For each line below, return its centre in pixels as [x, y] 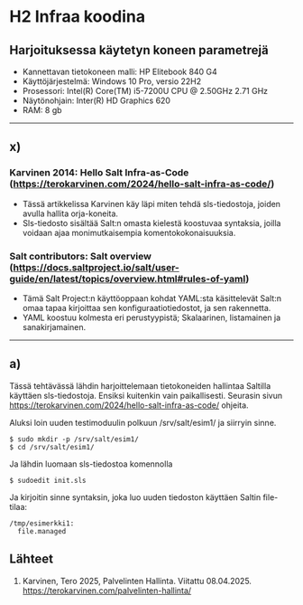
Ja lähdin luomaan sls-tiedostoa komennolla [91, 464]
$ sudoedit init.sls [48, 480]
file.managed [42, 531]
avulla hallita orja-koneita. [70, 213]
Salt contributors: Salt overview [80, 256]
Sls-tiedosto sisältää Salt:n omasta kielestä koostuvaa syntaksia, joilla [151, 222]
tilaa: [18, 506]
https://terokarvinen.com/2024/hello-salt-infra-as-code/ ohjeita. [129, 405]
